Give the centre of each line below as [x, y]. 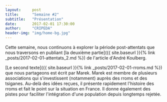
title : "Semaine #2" [32, 14]
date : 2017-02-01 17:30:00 [40, 24]
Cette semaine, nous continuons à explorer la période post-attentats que [80, 47]
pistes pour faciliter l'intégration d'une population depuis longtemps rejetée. [83, 94]
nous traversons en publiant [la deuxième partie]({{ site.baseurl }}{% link [80, 52]
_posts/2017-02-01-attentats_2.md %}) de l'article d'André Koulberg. [76, 58]
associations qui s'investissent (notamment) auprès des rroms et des [76, 78]
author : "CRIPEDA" [29, 28]
